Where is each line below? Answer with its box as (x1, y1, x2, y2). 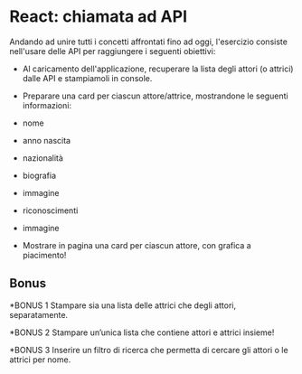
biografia (22, 170, 57, 181)
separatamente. (9, 309, 69, 320)
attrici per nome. (9, 354, 71, 365)
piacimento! (22, 249, 67, 260)
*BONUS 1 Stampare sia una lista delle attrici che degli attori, (9, 300, 237, 311)
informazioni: (22, 99, 72, 110)
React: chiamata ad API (9, 6, 188, 27)
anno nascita (22, 135, 71, 145)
